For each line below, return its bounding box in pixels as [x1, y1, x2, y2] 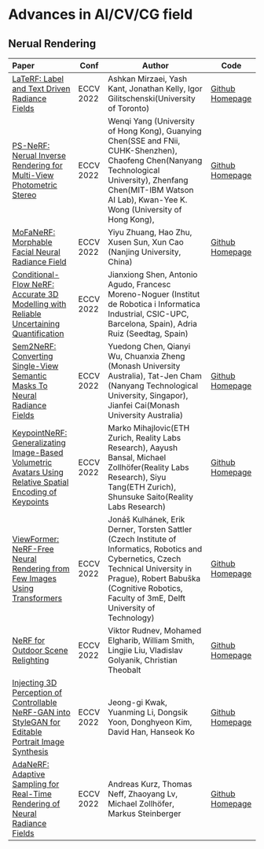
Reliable [12, 308, 42, 319]
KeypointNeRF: [12, 427, 68, 438]
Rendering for [12, 160, 63, 171]
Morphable [12, 237, 53, 247]
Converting [12, 351, 53, 361]
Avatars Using [12, 467, 64, 478]
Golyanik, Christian [108, 655, 178, 666]
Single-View [12, 360, 59, 371]
